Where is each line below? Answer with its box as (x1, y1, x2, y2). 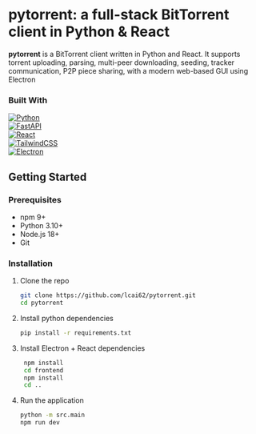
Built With (8, 94, 48, 106)
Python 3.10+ (19, 220, 64, 230)
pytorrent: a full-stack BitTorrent (8, 6, 230, 24)
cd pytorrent (19, 299, 64, 307)
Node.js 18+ (19, 229, 60, 239)
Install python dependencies (19, 313, 114, 323)
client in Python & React (8, 22, 170, 41)
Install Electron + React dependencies (19, 343, 146, 353)
